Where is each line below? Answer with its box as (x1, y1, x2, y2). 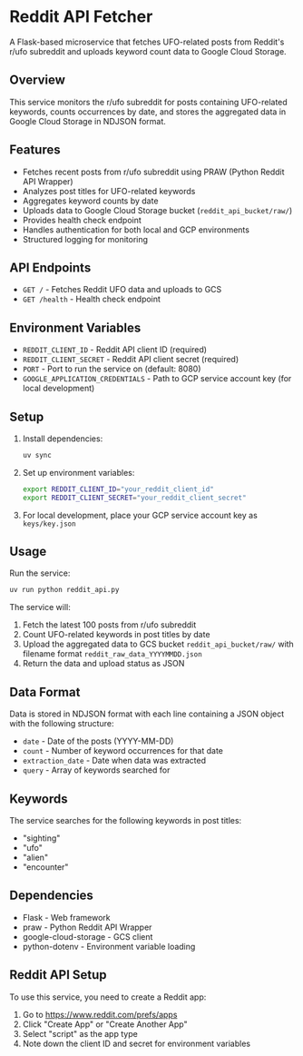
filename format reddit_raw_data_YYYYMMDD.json (22, 648, 202, 659)
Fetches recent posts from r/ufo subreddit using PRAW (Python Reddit (22, 166, 285, 177)
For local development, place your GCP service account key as (22, 509, 259, 520)
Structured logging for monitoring (22, 233, 148, 244)
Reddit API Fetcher (9, 6, 153, 27)
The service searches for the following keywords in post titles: (9, 814, 242, 825)
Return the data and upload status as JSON (22, 658, 185, 669)
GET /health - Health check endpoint (22, 293, 161, 305)
